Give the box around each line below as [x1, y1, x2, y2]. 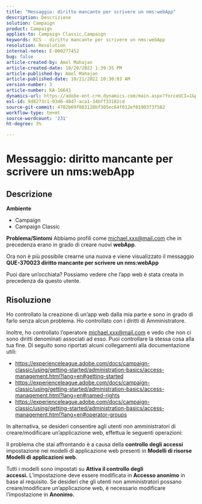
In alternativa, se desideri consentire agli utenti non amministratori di [6, 423, 176, 430]
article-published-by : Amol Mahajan [6, 71, 98, 77]
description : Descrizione [6, 14, 71, 20]
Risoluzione [6, 295, 52, 305]
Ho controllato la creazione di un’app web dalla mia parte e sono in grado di [6, 310, 194, 318]
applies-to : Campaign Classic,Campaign [6, 31, 106, 37]
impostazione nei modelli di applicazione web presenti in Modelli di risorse [6, 447, 192, 454]
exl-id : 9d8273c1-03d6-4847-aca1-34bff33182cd [6, 98, 125, 104]
